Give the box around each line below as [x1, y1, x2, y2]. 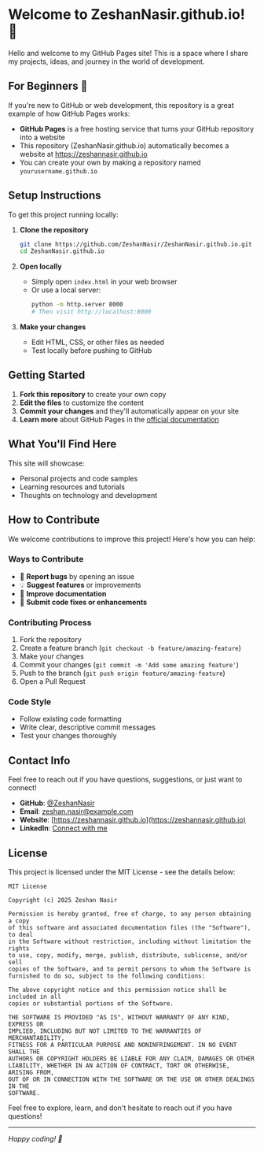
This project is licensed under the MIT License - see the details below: [8, 867, 236, 877]
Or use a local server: [31, 285, 101, 295]
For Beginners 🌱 [8, 80, 88, 93]
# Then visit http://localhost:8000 [31, 308, 152, 316]
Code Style [8, 696, 52, 707]
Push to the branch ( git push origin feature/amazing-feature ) [19, 668, 225, 678]
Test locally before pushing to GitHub [31, 346, 152, 355]
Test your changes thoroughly [19, 731, 117, 741]
